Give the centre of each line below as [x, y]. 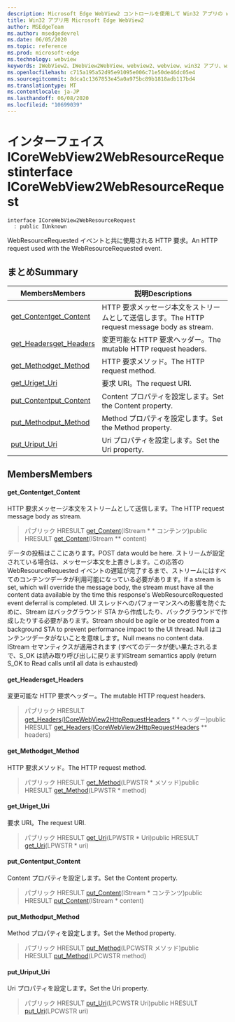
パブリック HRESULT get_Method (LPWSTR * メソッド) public [112, 782]
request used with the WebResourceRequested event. [85, 248]
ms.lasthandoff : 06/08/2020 [48, 99]
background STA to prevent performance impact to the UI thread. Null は [112, 629]
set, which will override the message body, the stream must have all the [111, 587]
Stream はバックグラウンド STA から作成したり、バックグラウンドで [123, 612]
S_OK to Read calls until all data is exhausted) [73, 663]
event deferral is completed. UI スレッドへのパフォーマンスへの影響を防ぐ [114, 603]
